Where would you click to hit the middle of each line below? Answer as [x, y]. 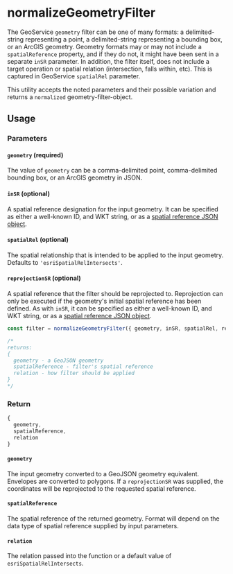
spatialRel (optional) [38, 240]
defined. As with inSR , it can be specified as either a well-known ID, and [110, 308]
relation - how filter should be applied [74, 373]
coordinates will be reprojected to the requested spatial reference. [102, 488]
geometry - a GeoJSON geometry [59, 360]
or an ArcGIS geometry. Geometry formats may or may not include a [105, 46]
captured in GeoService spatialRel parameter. [74, 76]
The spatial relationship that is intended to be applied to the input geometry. [115, 255]
